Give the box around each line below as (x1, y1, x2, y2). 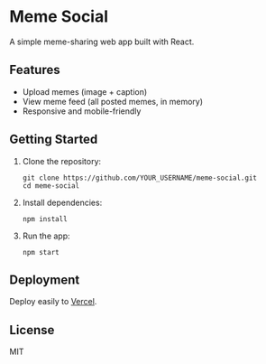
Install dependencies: (22, 197, 103, 208)
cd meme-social (22, 181, 80, 191)
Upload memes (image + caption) (22, 86, 148, 97)
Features (9, 62, 60, 78)
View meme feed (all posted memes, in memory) (22, 96, 204, 107)
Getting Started (9, 132, 98, 147)
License (9, 322, 55, 338)
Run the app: (22, 230, 70, 241)
